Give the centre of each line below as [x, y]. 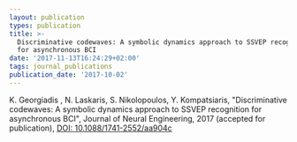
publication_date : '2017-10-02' [69, 75]
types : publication [45, 26]
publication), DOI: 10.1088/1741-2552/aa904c [91, 128]
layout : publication [47, 17]
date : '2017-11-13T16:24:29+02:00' [75, 58]
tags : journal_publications [61, 67]
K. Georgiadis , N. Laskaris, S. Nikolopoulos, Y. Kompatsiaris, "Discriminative [148, 100]
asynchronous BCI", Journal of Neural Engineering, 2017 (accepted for [137, 118]
